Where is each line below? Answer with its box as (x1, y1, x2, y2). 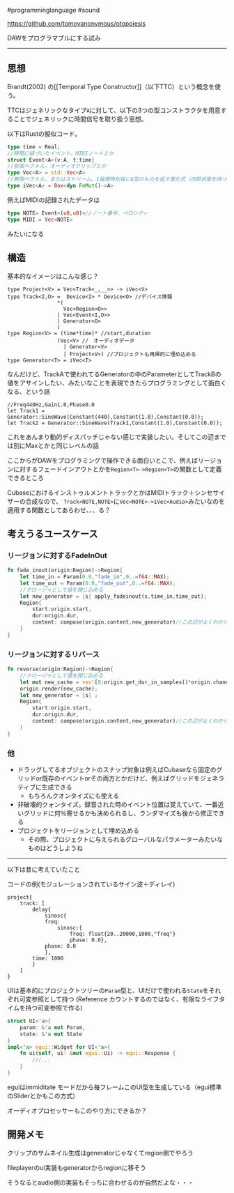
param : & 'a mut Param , (19, 1024, 86, 1031)
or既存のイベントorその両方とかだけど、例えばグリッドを (36, 774, 201, 783)
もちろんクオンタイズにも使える (27, 792, 120, 800)
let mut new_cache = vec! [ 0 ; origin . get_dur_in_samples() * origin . (19, 679, 214, 686)
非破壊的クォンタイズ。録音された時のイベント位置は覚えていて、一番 (17, 801, 218, 809)
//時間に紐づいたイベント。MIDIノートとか (7, 150, 114, 157)
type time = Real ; (7, 143, 61, 151)
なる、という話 (7, 387, 50, 396)
